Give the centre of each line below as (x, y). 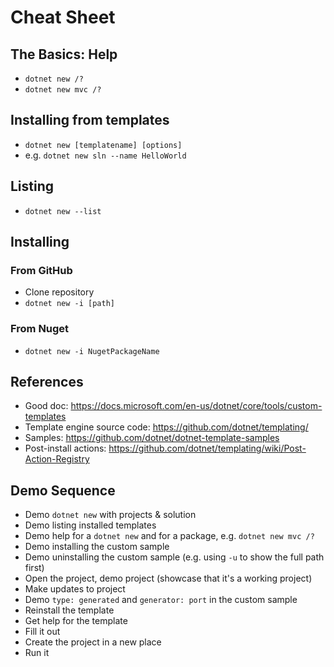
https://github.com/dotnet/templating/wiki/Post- (207, 448)
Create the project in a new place (93, 642)
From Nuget (40, 329)
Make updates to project (75, 589)
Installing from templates (90, 120)
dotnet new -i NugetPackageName (92, 351)
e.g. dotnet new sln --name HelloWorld (105, 155)
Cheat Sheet (63, 17)
